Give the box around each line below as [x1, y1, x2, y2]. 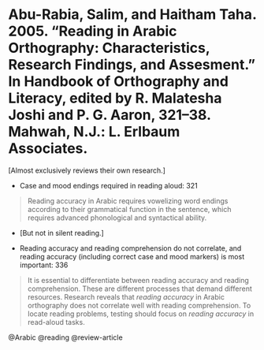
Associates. [8, 140, 88, 158]
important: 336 [19, 260, 69, 270]
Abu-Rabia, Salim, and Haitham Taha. [8, 6, 257, 24]
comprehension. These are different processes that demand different [27, 284, 252, 293]
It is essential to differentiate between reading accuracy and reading [27, 275, 250, 285]
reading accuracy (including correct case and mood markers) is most [19, 251, 245, 261]
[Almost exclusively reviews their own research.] [8, 166, 165, 175]
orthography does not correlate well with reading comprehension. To [27, 300, 251, 310]
